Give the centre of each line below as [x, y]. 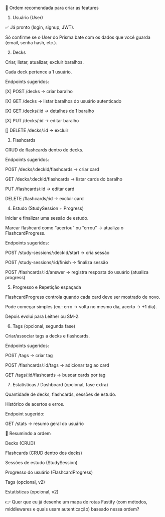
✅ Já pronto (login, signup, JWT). [40, 27]
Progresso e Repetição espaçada [47, 287]
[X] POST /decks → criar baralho [39, 91]
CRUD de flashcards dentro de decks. [44, 150]
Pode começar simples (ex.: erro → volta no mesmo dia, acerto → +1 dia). [81, 307]
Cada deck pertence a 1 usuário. [39, 72]
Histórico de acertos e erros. [35, 404]
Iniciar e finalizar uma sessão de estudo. [47, 218]
